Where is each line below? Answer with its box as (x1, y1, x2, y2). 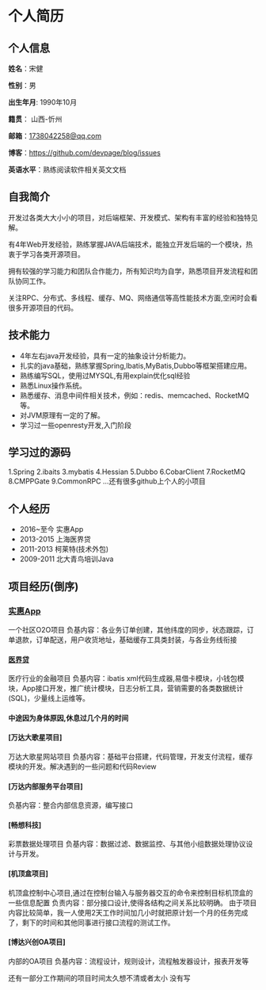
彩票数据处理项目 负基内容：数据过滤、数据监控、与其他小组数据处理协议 (8, 839, 246, 849)
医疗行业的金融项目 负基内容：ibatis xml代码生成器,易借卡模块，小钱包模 (8, 674, 245, 683)
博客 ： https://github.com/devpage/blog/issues (8, 148, 161, 157)
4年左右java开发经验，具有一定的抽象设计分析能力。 (19, 350, 191, 361)
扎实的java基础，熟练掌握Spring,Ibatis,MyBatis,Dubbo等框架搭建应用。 (19, 361, 252, 370)
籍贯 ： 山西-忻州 (8, 114, 63, 124)
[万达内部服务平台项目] (8, 782, 83, 791)
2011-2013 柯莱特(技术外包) (19, 545, 109, 554)
